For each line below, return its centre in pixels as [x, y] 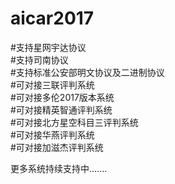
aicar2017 [52, 18]
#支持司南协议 [39, 59]
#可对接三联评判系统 [52, 84]
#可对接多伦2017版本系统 [62, 97]
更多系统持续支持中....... [59, 168]
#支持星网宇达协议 [48, 47]
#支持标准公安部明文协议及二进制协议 [87, 72]
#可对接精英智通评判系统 [61, 109]
